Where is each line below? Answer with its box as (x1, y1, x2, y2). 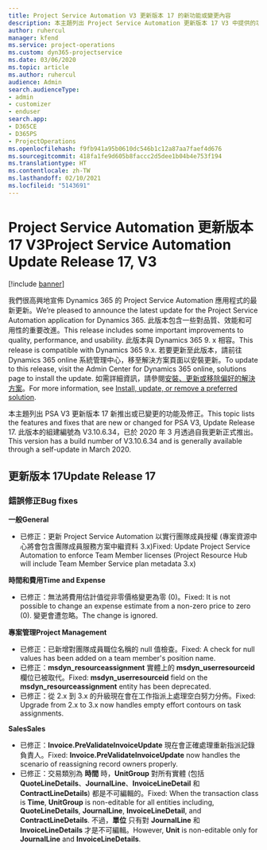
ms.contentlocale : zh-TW (8, 167, 91, 175)
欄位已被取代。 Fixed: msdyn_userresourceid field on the (19, 673, 208, 682)
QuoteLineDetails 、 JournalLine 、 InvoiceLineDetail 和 (19, 778, 200, 788)
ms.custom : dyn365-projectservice (8, 49, 123, 56)
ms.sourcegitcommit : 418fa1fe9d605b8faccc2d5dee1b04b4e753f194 (8, 152, 222, 160)
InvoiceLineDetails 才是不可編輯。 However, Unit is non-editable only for (19, 825, 258, 835)
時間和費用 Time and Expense (8, 576, 106, 585)
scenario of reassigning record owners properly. (19, 759, 179, 769)
